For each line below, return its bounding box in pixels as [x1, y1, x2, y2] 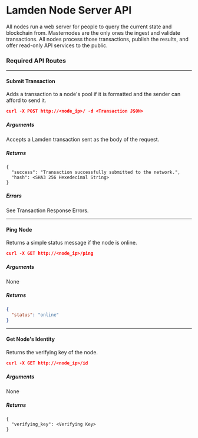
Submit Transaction [6, 77, 56, 84]
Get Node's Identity [6, 335, 55, 343]
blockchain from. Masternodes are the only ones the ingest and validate [6, 29, 181, 36]
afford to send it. [6, 97, 47, 104]
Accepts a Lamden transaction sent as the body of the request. [6, 136, 160, 143]
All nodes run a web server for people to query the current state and [6, 23, 172, 30]
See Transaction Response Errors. [6, 207, 89, 214]
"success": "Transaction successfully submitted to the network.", [11, 169, 181, 176]
